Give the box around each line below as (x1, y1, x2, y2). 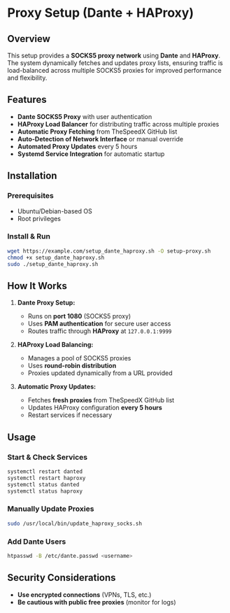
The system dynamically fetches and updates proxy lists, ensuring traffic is (7, 59, 224, 67)
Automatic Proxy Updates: (17, 383, 96, 391)
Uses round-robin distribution (27, 362, 117, 370)
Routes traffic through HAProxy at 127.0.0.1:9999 (27, 327, 172, 335)
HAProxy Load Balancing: (17, 341, 94, 349)
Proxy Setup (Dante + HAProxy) (7, 5, 194, 21)
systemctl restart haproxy (7, 474, 86, 481)
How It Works (7, 280, 68, 292)
